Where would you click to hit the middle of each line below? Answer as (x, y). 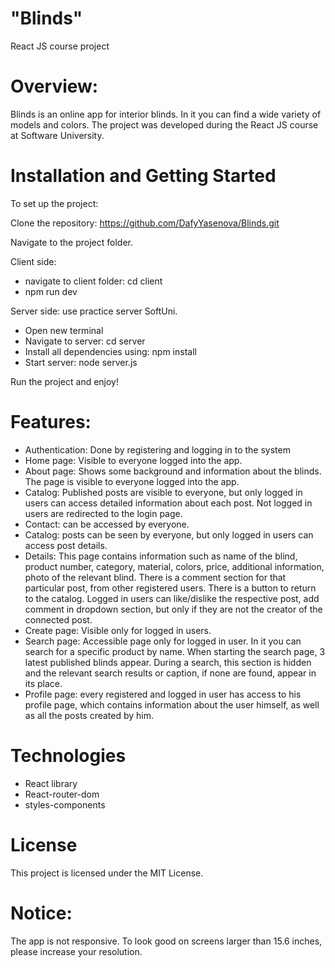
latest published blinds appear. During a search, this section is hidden (168, 662)
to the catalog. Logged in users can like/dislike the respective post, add (172, 598)
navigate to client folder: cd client (93, 281)
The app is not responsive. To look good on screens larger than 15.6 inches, (166, 941)
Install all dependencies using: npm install (110, 351)
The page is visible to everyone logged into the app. (132, 481)
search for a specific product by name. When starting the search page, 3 (175, 651)
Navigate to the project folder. (71, 242)
